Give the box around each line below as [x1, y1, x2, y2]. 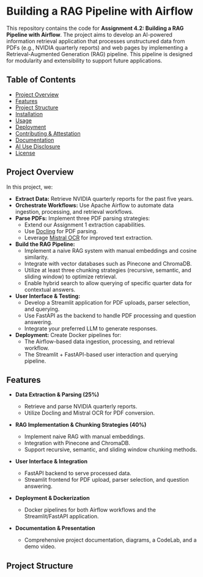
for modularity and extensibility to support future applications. [6, 57, 163, 64]
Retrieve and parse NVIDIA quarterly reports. [24, 403, 138, 410]
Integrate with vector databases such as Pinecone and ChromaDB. [24, 259, 192, 267]
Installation [15, 110, 43, 117]
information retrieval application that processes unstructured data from [6, 37, 185, 45]
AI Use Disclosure [15, 142, 61, 150]
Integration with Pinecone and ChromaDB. [24, 440, 130, 447]
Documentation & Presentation [15, 524, 96, 532]
